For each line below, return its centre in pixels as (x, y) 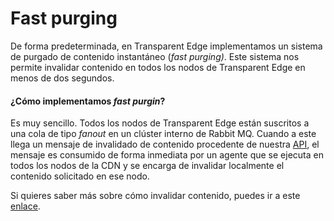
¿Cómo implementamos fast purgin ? (88, 101)
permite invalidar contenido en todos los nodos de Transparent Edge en (158, 67)
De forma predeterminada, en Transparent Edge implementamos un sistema (166, 46)
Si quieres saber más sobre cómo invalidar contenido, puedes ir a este (155, 196)
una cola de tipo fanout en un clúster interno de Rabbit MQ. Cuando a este (163, 134)
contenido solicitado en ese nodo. (80, 176)
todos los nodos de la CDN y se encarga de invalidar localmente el (147, 166)
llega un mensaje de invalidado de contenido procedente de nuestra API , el (165, 144)
